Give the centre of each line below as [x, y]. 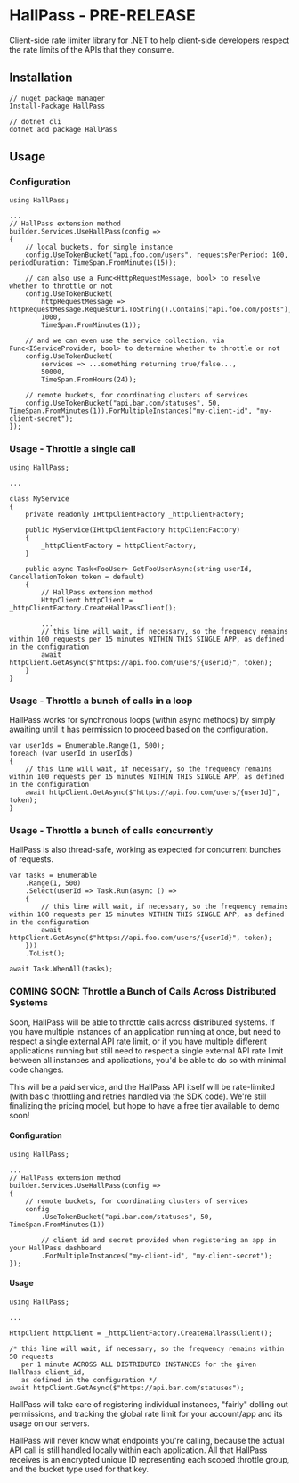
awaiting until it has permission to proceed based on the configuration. [139, 729]
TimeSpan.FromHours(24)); [89, 380]
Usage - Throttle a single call [73, 449]
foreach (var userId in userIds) [71, 754]
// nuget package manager [57, 98]
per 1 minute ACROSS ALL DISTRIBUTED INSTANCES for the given [138, 1364]
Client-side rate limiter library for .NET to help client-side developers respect [149, 40]
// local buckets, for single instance [99, 247]
